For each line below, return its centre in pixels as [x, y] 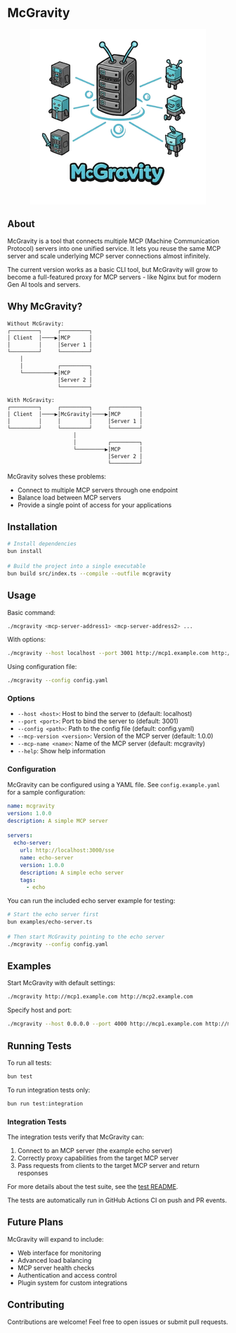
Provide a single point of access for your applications [94, 505]
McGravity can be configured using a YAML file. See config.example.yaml [114, 784]
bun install [25, 552]
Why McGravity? [45, 307]
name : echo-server [47, 858]
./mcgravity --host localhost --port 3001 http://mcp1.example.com [108, 654]
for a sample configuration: [46, 792]
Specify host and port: [40, 1010]
